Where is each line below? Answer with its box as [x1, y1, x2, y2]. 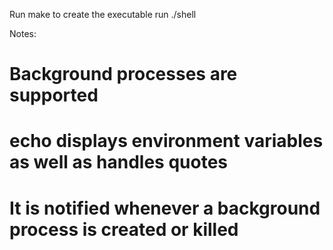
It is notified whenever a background [9, 197, 321, 219]
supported [9, 84, 99, 107]
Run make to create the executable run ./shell [9, 9, 197, 20]
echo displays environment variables [9, 130, 324, 153]
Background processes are [9, 63, 238, 86]
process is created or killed [9, 218, 239, 241]
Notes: [9, 28, 37, 39]
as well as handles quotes [9, 151, 228, 174]
